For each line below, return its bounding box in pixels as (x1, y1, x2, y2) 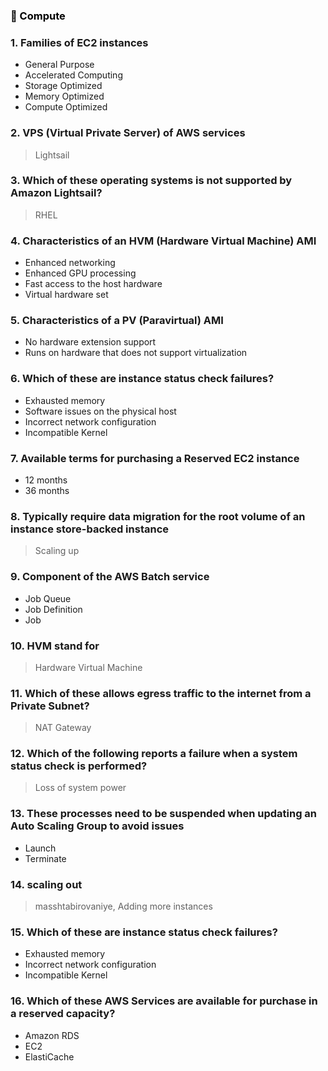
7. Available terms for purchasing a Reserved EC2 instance (10, 451, 300, 465)
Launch (24, 842, 57, 854)
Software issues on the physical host (24, 405, 177, 417)
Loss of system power (34, 782, 127, 794)
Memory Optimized (24, 90, 105, 103)
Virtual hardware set (24, 289, 109, 301)
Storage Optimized (24, 80, 103, 92)
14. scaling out (10, 877, 83, 891)
